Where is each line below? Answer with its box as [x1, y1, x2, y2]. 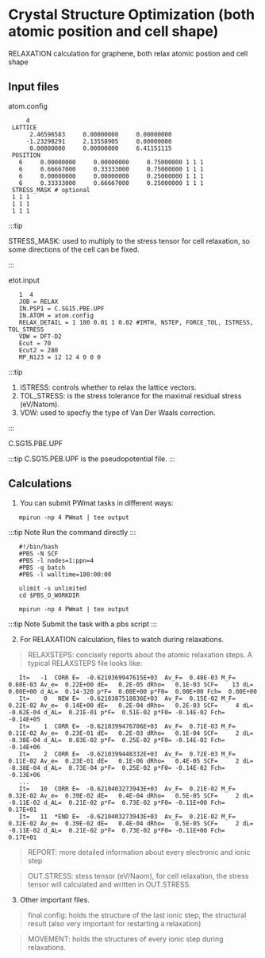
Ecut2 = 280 [18, 346, 59, 354]
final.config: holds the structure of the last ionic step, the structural [27, 910, 247, 920]
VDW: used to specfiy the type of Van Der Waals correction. [19, 407, 216, 417]
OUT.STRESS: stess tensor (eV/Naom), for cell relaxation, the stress [27, 871, 249, 880]
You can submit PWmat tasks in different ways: [19, 498, 174, 507]
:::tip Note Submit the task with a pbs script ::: [8, 619, 157, 629]
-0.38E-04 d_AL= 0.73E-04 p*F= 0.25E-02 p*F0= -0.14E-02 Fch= [8, 764, 225, 771]
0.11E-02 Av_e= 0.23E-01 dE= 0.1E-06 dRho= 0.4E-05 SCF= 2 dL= [8, 756, 254, 765]
